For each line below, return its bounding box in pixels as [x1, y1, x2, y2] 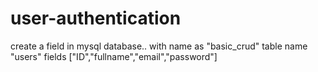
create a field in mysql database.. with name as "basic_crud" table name [10, 40, 308, 52]
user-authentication [10, 7, 182, 30]
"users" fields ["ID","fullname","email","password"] [10, 50, 218, 62]
